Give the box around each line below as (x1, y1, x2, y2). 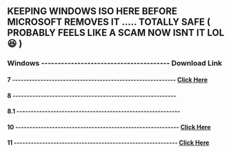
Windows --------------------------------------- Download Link (7, 59, 223, 68)
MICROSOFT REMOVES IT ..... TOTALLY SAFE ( (7, 17, 211, 28)
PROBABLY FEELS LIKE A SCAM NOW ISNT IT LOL (7, 27, 225, 39)
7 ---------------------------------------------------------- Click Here (7, 75, 208, 83)
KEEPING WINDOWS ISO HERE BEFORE (7, 6, 178, 17)
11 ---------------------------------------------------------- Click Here (7, 139, 210, 147)
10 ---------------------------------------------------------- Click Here (7, 123, 212, 131)
